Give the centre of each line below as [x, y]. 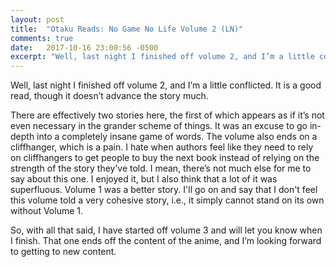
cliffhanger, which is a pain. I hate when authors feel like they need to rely [162, 147]
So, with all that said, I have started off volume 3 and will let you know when [166, 230]
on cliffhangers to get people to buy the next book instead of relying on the [165, 158]
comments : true [42, 38]
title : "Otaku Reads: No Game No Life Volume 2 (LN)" [127, 29]
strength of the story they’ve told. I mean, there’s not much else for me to [161, 168]
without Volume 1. [46, 211]
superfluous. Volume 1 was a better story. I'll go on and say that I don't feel [164, 190]
